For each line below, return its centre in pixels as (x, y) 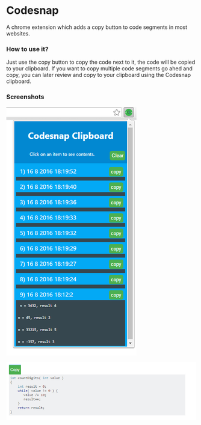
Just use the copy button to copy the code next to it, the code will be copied (101, 62)
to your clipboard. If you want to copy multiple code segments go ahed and (99, 69)
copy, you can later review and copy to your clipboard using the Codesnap (99, 75)
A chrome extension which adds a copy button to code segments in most (97, 27)
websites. (18, 33)
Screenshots (25, 97)
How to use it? (28, 49)
